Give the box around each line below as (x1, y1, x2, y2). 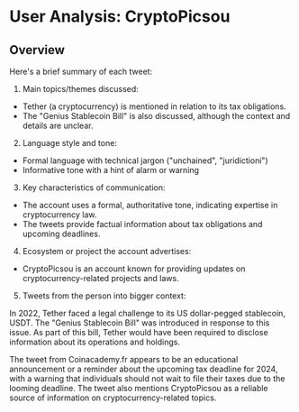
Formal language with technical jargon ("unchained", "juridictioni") (22, 155, 268, 166)
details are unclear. (22, 120, 94, 131)
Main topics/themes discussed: (22, 84, 140, 94)
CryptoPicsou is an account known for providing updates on (22, 263, 246, 274)
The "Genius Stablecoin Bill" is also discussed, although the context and (22, 111, 291, 121)
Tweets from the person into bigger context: (22, 290, 186, 301)
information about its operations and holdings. (9, 336, 180, 347)
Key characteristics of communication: (22, 182, 166, 193)
